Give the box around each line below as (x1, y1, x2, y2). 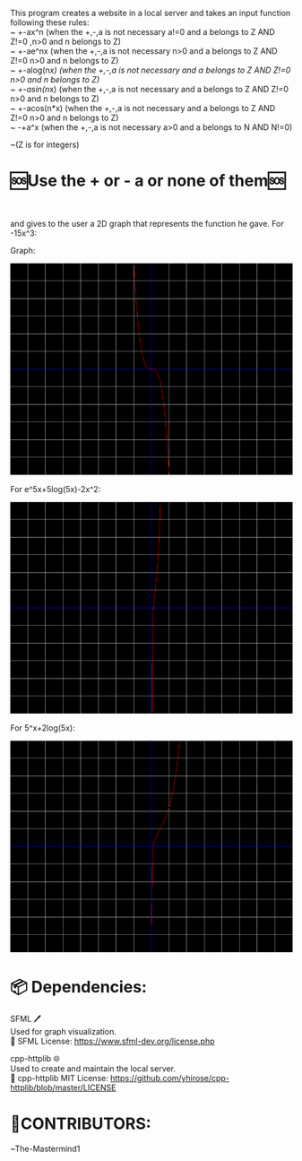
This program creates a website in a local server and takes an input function (10, 8, 291, 18)
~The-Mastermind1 (10, 1143, 81, 1154)
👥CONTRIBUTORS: (10, 1113, 151, 1134)
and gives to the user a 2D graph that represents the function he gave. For (10, 218, 285, 229)
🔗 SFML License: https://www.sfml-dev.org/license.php (10, 1035, 215, 1046)
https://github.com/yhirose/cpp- (109, 1072, 229, 1083)
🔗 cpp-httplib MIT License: (10, 1072, 108, 1083)
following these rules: (10, 17, 90, 28)
